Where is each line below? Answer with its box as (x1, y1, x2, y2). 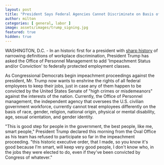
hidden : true (5, 35, 32, 39)
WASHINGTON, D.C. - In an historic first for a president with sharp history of (5, 47, 158, 54)
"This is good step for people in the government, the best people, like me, (5, 123, 153, 129)
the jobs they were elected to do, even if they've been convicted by (5, 149, 141, 155)
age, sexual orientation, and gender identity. (5, 114, 94, 120)
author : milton (5, 16, 36, 21)
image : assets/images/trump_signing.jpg (5, 25, 89, 30)
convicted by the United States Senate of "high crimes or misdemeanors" (5, 88, 153, 94)
